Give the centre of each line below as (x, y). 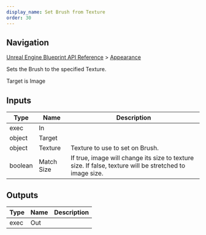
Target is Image (26, 81)
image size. (87, 174)
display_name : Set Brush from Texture (56, 12)
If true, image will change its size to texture (132, 158)
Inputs (19, 100)
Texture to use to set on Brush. (115, 148)
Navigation (28, 43)
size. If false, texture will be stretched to (128, 166)
